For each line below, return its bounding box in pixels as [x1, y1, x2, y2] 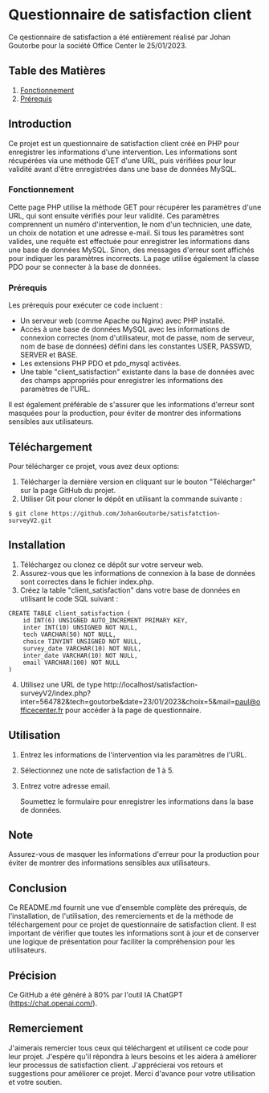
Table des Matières [8, 64, 106, 78]
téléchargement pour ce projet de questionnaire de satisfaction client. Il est [8, 920, 257, 929]
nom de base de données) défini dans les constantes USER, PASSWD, [19, 341, 252, 351]
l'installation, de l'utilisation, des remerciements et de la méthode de [8, 912, 234, 921]
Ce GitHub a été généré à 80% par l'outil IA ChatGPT [8, 990, 183, 1000]
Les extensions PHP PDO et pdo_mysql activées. [19, 359, 181, 369]
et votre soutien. [8, 1077, 63, 1087]
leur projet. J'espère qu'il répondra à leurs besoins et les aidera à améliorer [8, 1051, 257, 1061]
